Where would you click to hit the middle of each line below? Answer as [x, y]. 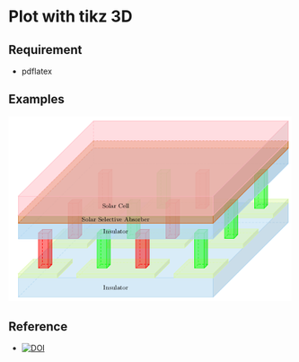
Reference [38, 327]
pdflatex [37, 71]
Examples [36, 99]
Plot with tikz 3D [70, 17]
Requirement [45, 50]
